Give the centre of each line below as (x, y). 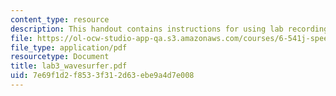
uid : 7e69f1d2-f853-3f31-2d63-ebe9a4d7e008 (102, 76)
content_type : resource (60, 19)
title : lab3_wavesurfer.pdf (69, 66)
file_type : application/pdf (69, 47)
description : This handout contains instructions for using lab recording (169, 29)
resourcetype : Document (60, 57)
